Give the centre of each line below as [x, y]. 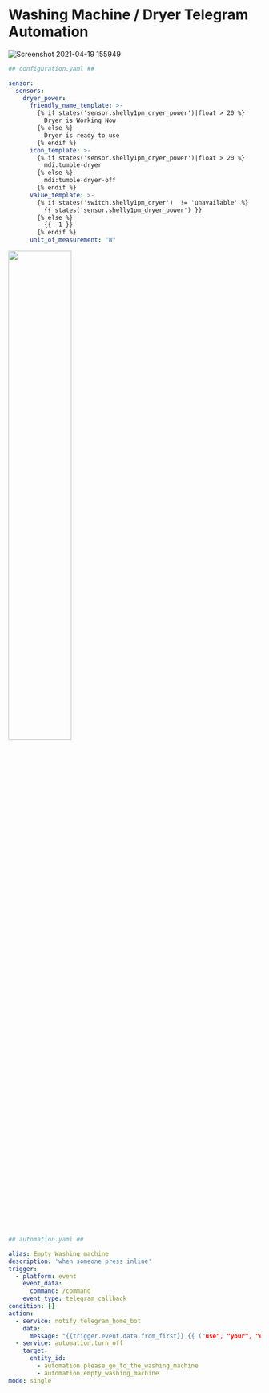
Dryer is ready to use [82, 135]
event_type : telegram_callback [75, 1299]
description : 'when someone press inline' [80, 1261]
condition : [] [32, 1306]
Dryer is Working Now [80, 121]
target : [35, 1351]
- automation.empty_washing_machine [98, 1373]
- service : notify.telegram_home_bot [78, 1321]
